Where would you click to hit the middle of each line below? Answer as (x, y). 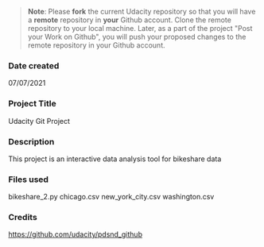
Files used (29, 179)
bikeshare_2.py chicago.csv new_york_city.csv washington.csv (111, 197)
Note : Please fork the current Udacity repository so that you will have (142, 12)
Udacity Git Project (39, 121)
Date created (34, 65)
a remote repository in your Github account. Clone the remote (130, 20)
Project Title (33, 104)
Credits (23, 218)
